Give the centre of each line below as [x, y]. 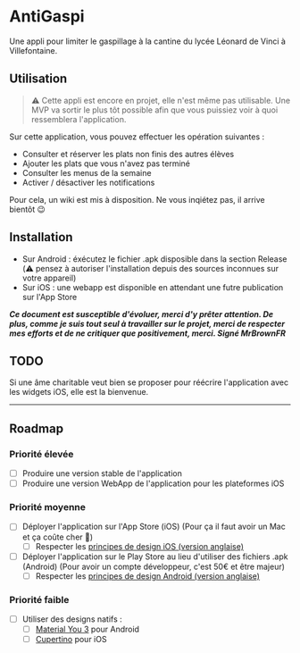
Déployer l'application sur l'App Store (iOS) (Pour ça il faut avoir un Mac [154, 527]
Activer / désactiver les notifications [88, 182]
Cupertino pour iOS [71, 640]
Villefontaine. [33, 50]
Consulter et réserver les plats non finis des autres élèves [128, 154]
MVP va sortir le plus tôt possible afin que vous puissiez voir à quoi [154, 110]
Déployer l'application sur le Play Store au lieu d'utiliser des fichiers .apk [155, 557]
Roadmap [37, 428]
